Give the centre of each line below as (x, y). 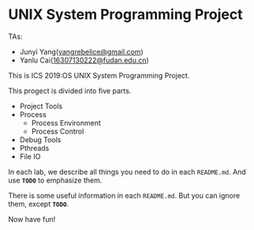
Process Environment (66, 123)
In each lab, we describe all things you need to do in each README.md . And (127, 172)
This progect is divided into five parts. (70, 90)
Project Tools (41, 106)
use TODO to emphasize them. (55, 180)
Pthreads (34, 148)
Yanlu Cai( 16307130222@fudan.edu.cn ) (84, 60)
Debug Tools (40, 139)
